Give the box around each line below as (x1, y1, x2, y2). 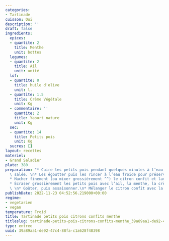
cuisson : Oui (5, 17, 33, 22)
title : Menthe (14, 45, 44, 50)
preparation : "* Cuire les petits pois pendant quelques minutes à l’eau (5, 167, 163, 172)
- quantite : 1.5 (10, 92, 44, 97)
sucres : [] (10, 143, 33, 149)
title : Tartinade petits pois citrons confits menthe (5, 214, 121, 219)
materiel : (5, 153, 26, 158)
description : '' (5, 21, 39, 27)
